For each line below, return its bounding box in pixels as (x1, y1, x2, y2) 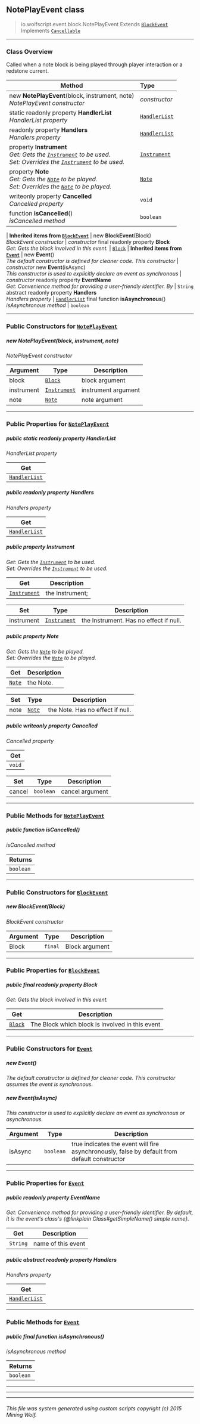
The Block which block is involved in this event (30, 1020, 161, 1029)
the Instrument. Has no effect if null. (81, 616, 182, 624)
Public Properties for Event (6, 1179, 85, 1187)
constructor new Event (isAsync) (6, 264, 86, 271)
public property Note (6, 633, 60, 640)
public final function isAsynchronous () (6, 1333, 104, 1340)
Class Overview (6, 47, 53, 55)
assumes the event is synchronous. (6, 1081, 93, 1088)
